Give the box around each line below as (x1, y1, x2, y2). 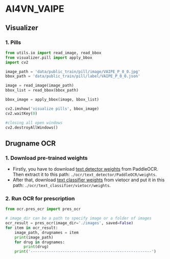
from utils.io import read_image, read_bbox (5, 50, 102, 55)
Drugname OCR (5, 139, 56, 148)
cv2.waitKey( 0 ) (5, 111, 38, 116)
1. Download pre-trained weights (5, 154, 88, 161)
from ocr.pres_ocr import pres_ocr (5, 206, 81, 212)
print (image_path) (14, 234, 54, 240)
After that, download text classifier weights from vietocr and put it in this (12, 177, 165, 183)
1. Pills (5, 39, 21, 46)
